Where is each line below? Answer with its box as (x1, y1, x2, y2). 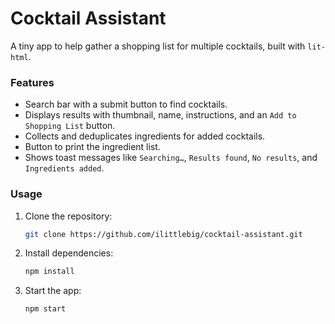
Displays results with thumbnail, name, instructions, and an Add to (24, 109, 297, 121)
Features (10, 75, 55, 89)
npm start (24, 304, 67, 314)
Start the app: (24, 285, 82, 297)
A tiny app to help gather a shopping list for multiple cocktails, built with (10, 40, 306, 52)
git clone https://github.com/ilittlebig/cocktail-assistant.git (24, 229, 303, 239)
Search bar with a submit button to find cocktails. (24, 98, 228, 111)
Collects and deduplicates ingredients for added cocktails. (24, 130, 266, 142)
